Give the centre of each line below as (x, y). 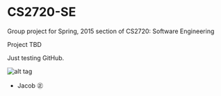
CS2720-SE (42, 12)
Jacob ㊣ (30, 85)
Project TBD (24, 44)
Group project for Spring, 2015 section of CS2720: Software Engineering (111, 31)
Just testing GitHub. (36, 58)
